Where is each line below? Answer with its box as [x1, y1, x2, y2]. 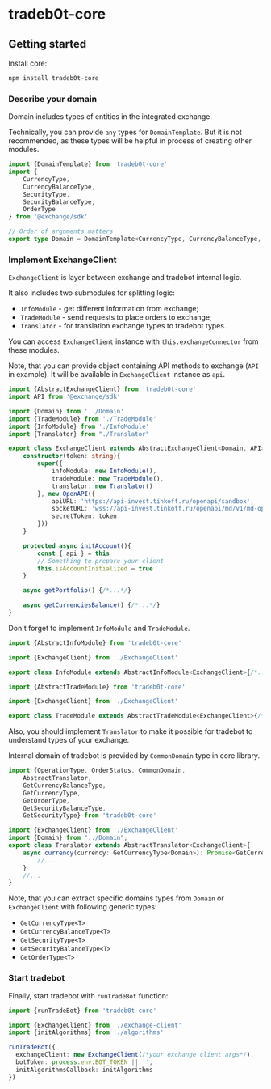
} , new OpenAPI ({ [37, 489, 95, 498]
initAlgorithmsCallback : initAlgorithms [15, 1066, 153, 1074]
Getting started [8, 37, 87, 51]
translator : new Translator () [51, 482, 153, 490]
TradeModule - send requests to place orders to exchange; [19, 312, 212, 322]
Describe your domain [8, 93, 98, 104]
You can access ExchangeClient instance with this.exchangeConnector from [8, 337, 260, 346]
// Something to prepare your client [37, 557, 164, 565]
